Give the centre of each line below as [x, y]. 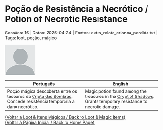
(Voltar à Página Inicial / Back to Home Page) [50, 123]
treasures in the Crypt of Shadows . [120, 96]
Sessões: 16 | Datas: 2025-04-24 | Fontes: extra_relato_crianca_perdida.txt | [81, 32]
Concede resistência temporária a [41, 101]
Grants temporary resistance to [116, 101]
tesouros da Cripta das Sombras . [40, 96]
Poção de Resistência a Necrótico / [77, 9]
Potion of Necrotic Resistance [66, 19]
